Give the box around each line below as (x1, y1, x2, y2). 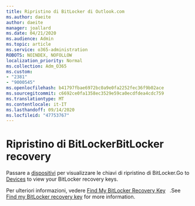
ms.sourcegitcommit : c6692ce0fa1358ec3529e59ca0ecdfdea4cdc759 (6, 90, 164, 96)
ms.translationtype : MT (6, 96, 65, 102)
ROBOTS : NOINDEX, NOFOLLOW (6, 52, 72, 58)
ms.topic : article (6, 42, 51, 48)
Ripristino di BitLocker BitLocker (6, 137, 164, 151)
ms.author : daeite (6, 14, 51, 20)
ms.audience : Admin (6, 36, 54, 42)
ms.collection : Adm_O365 (6, 63, 67, 69)
